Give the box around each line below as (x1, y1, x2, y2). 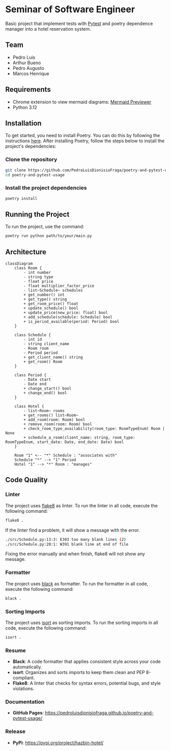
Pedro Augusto (12, 65, 44, 71)
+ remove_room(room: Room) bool (23, 422, 93, 427)
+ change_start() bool (23, 386, 72, 391)
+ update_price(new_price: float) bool (23, 310, 108, 316)
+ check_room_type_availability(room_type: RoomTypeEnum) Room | (23, 426, 165, 431)
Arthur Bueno (12, 60, 41, 66)
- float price (23, 279, 53, 284)
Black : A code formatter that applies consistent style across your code (12, 659, 161, 665)
